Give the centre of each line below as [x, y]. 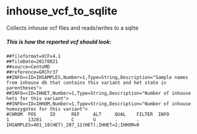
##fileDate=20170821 [32, 62]
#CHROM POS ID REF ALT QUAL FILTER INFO [88, 114]
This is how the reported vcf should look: [59, 42]
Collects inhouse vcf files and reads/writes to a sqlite [72, 28]
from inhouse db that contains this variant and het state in [86, 83]
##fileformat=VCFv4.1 [34, 56]
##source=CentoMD [28, 67]
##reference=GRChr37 [32, 72]
